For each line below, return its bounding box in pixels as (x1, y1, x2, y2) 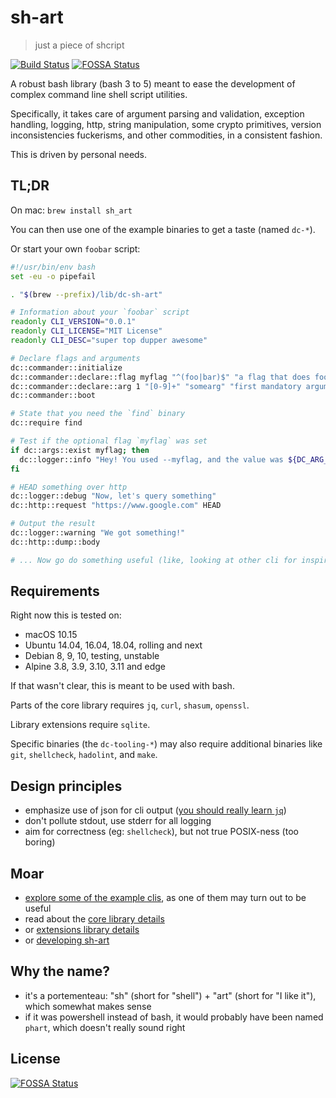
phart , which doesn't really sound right (24, 1021, 186, 1033)
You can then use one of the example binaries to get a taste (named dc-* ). (10, 223, 316, 235)
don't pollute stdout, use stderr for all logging (24, 815, 212, 827)
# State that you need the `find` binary (10, 409, 186, 419)
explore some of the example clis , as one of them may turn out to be (24, 892, 307, 904)
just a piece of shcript (34, 39, 125, 51)
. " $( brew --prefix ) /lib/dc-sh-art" (10, 289, 163, 300)
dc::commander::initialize (10, 362, 123, 373)
